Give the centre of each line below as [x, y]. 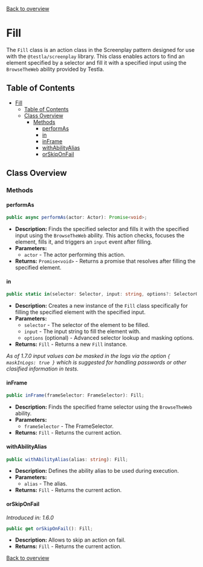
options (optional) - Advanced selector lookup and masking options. [109, 338]
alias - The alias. [46, 484]
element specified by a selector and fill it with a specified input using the [96, 62]
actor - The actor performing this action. [75, 255]
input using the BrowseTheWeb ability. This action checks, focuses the [100, 236]
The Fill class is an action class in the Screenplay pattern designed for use [101, 50]
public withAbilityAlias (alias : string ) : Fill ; [67, 459]
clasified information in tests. [43, 369]
